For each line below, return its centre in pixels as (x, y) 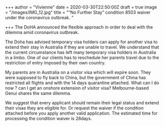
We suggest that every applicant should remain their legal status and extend (82, 103)
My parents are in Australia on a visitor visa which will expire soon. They (78, 72)
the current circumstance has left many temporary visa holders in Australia (81, 52)
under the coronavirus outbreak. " (39, 17)
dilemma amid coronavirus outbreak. (42, 32)
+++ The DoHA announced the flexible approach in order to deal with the (79, 27)
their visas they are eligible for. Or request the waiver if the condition (74, 108)
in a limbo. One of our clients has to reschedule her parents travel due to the (82, 58)
